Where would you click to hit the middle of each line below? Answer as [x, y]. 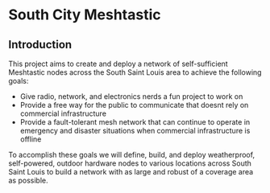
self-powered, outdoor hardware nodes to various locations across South [130, 163]
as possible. [28, 180]
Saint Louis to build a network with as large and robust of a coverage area [131, 172]
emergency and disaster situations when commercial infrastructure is [135, 131]
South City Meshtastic [85, 15]
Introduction [40, 45]
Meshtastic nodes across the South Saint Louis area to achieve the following [135, 72]
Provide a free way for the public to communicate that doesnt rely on [134, 105]
